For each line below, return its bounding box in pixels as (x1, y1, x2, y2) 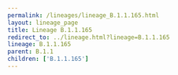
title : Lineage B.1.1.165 (7, 26, 92, 34)
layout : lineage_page (7, 19, 79, 27)
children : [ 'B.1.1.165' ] (7, 55, 89, 63)
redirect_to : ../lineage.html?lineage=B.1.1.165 (7, 33, 170, 41)
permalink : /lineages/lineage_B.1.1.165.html (7, 11, 159, 20)
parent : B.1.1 (7, 48, 54, 55)
